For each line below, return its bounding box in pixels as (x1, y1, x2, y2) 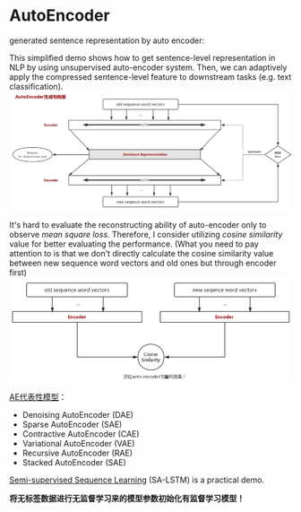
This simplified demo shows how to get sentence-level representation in (9, 52, 276, 63)
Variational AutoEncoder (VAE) (21, 438, 135, 448)
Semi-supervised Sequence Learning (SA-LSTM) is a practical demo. (9, 474, 265, 485)
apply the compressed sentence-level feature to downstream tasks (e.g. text (9, 71, 292, 82)
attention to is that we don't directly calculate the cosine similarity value (9, 248, 274, 259)
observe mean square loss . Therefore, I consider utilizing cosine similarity (9, 230, 283, 240)
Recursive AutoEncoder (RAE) (21, 447, 133, 458)
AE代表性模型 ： (9, 391, 67, 402)
